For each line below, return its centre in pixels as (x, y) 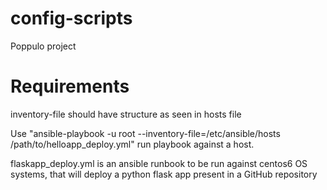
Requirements (70, 86)
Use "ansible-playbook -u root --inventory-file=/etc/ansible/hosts (145, 133)
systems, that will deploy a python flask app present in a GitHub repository (164, 174)
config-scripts (71, 18)
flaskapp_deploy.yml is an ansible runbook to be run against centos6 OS (159, 163)
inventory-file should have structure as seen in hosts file (126, 114)
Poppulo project (43, 46)
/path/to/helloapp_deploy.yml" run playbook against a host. (132, 144)
